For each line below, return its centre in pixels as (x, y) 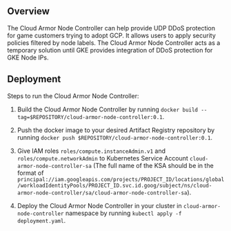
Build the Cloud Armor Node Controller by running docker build (108, 109)
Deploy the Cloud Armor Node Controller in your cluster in (100, 205)
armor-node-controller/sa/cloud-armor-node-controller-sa (102, 193)
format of (30, 173)
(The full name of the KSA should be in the (153, 165)
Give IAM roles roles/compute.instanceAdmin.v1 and (91, 151)
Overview (29, 11)
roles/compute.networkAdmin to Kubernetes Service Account (102, 158)
